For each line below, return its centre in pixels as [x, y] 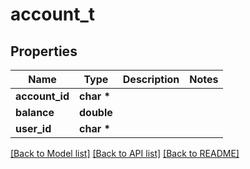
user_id [33, 128]
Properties [44, 51]
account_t [53, 14]
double [96, 112]
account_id [42, 96]
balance [35, 112]
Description [151, 79]
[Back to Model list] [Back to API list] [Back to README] [125, 153]
